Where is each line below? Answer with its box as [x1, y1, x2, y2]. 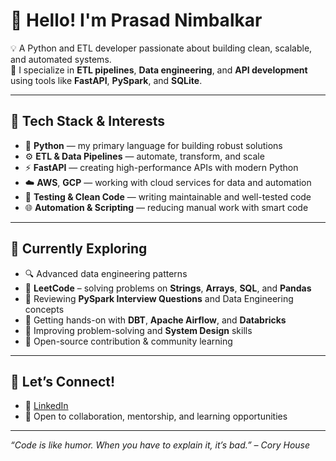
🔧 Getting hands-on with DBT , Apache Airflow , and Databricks [24, 314, 287, 326]
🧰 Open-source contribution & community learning [24, 335, 233, 347]
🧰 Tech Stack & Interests [10, 113, 165, 130]
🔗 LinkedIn [24, 400, 69, 412]
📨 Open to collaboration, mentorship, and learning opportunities [24, 410, 288, 423]
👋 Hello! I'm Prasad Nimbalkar [10, 9, 263, 32]
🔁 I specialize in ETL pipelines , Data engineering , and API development [10, 64, 308, 76]
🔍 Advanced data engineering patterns [24, 267, 188, 279]
